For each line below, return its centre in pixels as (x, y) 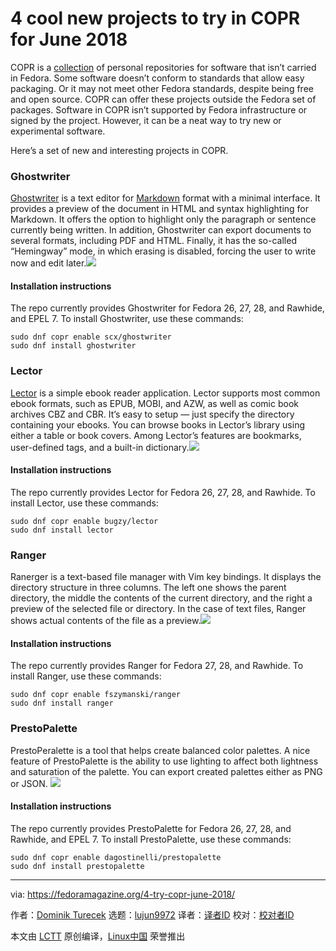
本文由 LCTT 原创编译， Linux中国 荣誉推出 (98, 936)
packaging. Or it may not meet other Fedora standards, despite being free (162, 88)
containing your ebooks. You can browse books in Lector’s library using (157, 424)
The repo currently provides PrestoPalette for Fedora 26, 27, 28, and (151, 828)
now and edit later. (48, 263)
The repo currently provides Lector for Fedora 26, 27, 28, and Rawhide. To (163, 492)
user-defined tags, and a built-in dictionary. (100, 447)
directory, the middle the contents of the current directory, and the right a (161, 598)
